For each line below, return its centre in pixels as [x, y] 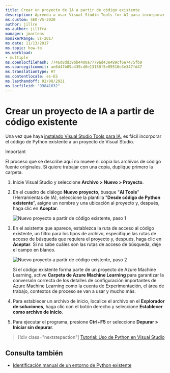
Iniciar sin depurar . [33, 327]
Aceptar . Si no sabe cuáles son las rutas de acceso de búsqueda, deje [87, 244]
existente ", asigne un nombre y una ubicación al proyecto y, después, [86, 203]
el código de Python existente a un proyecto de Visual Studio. [70, 141]
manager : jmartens [25, 34]
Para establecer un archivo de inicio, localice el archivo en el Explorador [89, 301]
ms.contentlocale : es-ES [32, 77]
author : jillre [21, 24]
